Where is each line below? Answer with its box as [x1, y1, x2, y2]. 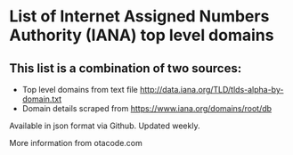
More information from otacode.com [9, 138, 142, 148]
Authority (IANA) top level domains [9, 25, 274, 45]
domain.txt [21, 94, 62, 104]
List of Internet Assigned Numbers [9, 6, 270, 27]
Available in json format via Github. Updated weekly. [9, 120, 200, 131]
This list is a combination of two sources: [9, 61, 242, 76]
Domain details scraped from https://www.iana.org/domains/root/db [21, 103, 273, 113]
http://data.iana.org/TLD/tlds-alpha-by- [139, 85, 284, 94]
